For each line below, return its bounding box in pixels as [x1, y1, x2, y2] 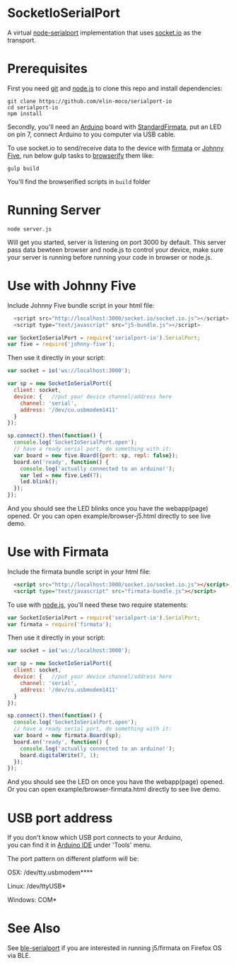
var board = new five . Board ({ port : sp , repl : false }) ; [13, 451, 179, 459]
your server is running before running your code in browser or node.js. [7, 253, 213, 261]
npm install [7, 110, 42, 117]
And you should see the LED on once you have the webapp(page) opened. [7, 778, 225, 786]
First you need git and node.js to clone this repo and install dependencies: [7, 83, 223, 93]
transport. [7, 35, 37, 44]
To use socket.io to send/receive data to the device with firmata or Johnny [7, 144, 224, 152]
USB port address [7, 810, 113, 826]
